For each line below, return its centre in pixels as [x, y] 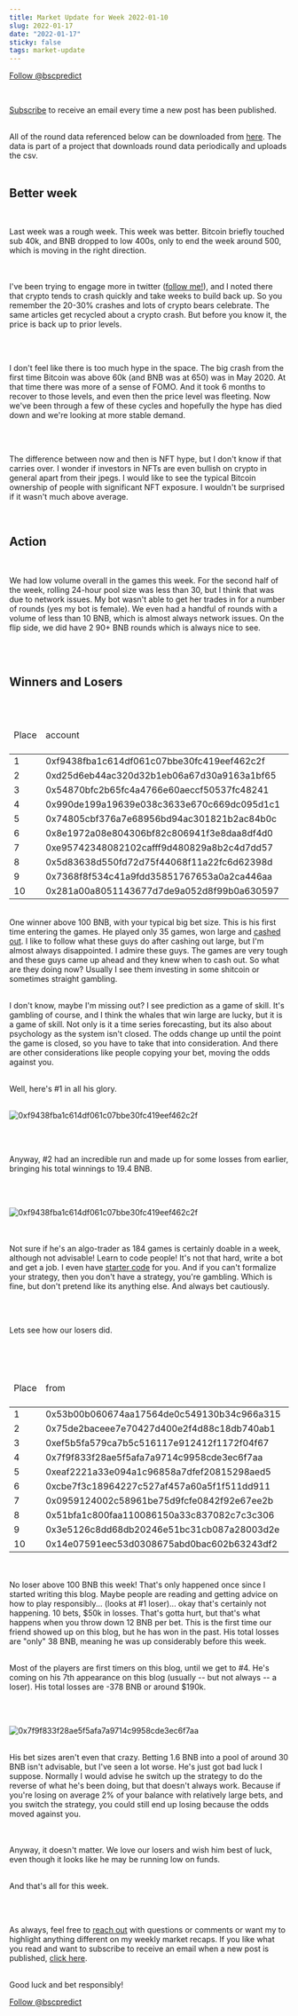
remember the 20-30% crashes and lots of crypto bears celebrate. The [140, 305]
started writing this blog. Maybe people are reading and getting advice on [144, 1593]
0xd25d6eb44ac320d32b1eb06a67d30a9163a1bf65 [161, 775]
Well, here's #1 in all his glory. [63, 1088]
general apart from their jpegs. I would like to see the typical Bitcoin [133, 478]
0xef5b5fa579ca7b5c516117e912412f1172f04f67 [157, 1443]
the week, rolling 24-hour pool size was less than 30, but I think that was [142, 589]
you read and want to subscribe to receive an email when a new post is [139, 1949]
